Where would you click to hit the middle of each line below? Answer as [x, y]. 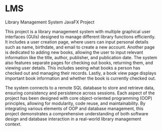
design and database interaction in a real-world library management [73, 119]
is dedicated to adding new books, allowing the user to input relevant [74, 52]
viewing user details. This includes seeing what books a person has [73, 68]
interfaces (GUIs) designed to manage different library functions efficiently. [80, 37]
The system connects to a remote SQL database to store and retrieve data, [80, 87]
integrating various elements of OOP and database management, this [74, 109]
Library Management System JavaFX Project [50, 22]
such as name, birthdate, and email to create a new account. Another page [80, 47]
